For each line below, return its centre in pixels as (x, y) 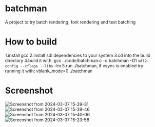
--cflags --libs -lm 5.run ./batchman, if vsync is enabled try (82, 65)
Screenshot (29, 91)
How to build (31, 42)
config (12, 66)
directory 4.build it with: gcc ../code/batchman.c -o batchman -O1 (71, 60)
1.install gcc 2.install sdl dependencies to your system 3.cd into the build (78, 55)
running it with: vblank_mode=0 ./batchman (49, 71)
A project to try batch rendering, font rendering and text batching (70, 22)
